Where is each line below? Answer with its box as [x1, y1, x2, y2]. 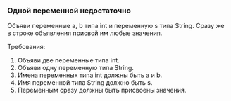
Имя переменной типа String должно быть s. [17, 79, 153, 87]
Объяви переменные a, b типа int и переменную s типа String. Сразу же [7, 22, 225, 30]
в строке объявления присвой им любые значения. [7, 29, 163, 37]
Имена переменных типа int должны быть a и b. [17, 71, 163, 79]
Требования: [7, 43, 46, 51]
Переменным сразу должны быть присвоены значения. [17, 86, 187, 95]
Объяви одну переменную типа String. [17, 64, 134, 72]
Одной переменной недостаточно [7, 6, 132, 15]
